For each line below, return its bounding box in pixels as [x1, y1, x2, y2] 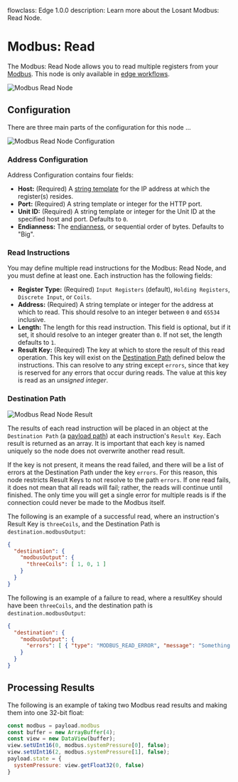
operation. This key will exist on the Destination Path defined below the [17, 353, 226, 362]
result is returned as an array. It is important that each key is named [7, 439, 205, 447]
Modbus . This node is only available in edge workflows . [7, 69, 171, 78]
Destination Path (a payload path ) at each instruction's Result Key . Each [7, 431, 222, 440]
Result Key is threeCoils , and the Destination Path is [7, 519, 161, 528]
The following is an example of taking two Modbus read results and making [7, 701, 227, 709]
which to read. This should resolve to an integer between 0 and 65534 [17, 308, 220, 316]
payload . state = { [7, 755, 62, 763]
